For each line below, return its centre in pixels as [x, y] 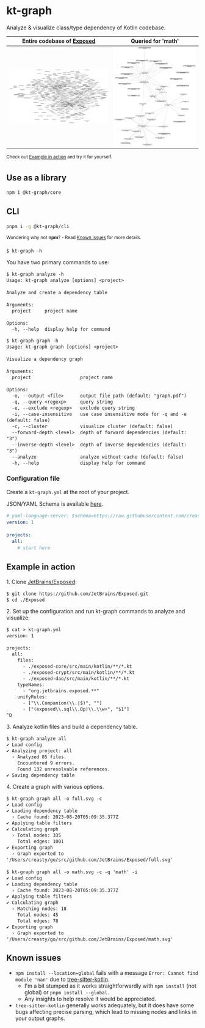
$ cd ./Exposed [26, 600]
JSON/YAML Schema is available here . [55, 504]
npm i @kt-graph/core [34, 193]
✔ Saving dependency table [41, 775]
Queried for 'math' [155, 41]
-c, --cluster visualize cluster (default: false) [92, 427]
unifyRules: [32, 697]
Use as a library [37, 178]
